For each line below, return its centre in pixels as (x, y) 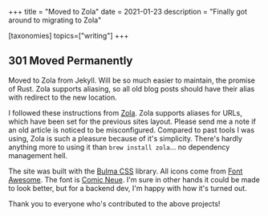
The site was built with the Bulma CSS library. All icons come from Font (126, 171)
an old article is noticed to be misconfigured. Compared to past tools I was (132, 130)
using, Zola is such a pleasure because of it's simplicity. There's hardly (126, 138)
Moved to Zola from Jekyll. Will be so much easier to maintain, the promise (132, 80)
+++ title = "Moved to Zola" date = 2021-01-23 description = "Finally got (128, 12)
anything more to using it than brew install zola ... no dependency (119, 147)
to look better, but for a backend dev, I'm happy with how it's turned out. (128, 188)
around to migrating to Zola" (55, 20)
